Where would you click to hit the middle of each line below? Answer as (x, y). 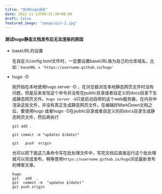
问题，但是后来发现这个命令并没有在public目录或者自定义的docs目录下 (82, 93)
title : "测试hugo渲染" (26, 9)
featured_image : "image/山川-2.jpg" (41, 23)
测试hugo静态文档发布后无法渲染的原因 (44, 39)
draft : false (18, 18)
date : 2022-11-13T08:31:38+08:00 (39, 14)
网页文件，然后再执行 (37, 117)
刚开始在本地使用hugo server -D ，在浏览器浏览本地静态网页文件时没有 (83, 87)
